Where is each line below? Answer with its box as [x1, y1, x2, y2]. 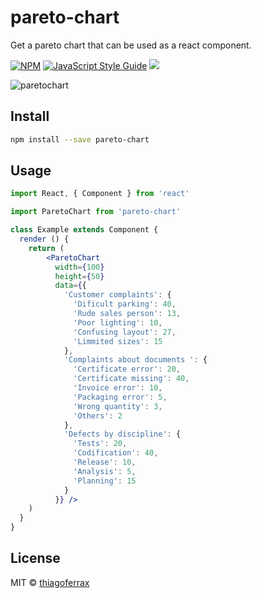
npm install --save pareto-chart [10, 134, 150, 145]
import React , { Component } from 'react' [10, 189, 190, 199]
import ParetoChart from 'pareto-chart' [10, 207, 182, 217]
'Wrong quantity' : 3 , [73, 401, 163, 411]
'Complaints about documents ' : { [63, 355, 208, 365]
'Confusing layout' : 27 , [73, 327, 177, 337]
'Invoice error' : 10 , [73, 383, 163, 393]
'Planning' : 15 [73, 476, 137, 486]
